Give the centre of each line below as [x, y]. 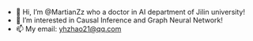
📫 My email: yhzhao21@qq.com [68, 29]
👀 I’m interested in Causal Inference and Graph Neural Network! [119, 20]
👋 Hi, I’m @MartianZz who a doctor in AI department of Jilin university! [130, 12]
